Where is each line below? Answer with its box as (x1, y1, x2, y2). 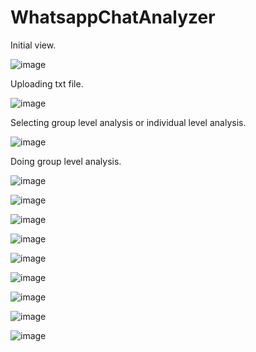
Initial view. (10, 39, 57, 51)
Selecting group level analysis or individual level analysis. (10, 116, 247, 128)
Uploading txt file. (10, 77, 84, 90)
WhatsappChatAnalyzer (10, 6, 216, 29)
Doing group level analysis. (10, 155, 122, 167)
